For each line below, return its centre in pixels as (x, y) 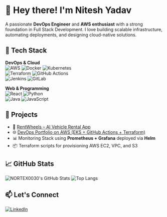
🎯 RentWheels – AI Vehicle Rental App (52, 127)
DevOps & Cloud (23, 63)
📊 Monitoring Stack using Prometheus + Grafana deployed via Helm (84, 138)
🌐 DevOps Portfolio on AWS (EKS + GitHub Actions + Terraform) (79, 132)
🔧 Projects (22, 115)
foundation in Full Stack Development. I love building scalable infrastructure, (84, 29)
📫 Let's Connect (32, 195)
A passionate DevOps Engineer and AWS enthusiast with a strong (74, 24)
